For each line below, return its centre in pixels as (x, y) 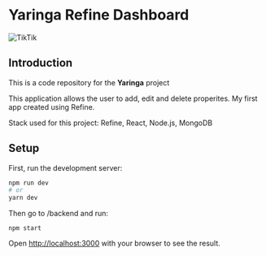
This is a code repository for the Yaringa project (89, 82)
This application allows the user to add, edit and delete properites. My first (133, 98)
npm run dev (28, 183)
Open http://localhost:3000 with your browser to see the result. (115, 243)
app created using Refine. (52, 106)
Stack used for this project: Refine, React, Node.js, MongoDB (111, 123)
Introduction (41, 63)
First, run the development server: (65, 167)
